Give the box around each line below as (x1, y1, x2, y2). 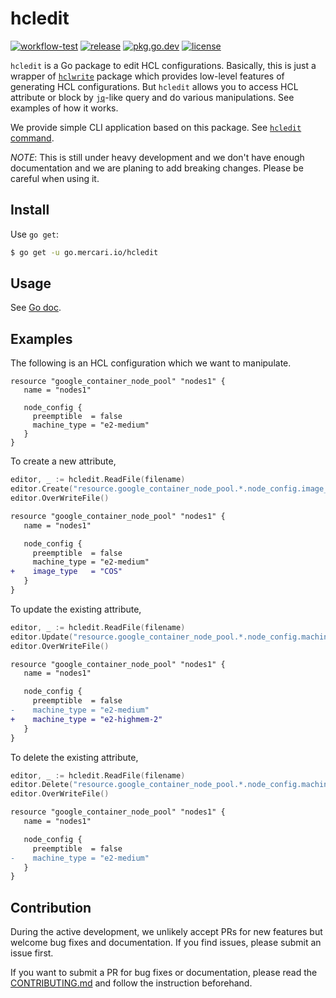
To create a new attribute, (10, 455, 117, 467)
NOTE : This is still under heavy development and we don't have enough (10, 151, 305, 163)
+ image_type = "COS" (10, 567, 123, 577)
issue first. (10, 947, 54, 959)
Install (10, 202, 50, 219)
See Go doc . (10, 302, 62, 314)
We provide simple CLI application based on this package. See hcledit (10, 121, 302, 133)
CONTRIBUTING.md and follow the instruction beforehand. (10, 977, 253, 989)
